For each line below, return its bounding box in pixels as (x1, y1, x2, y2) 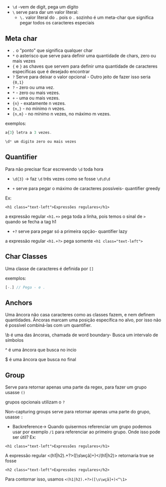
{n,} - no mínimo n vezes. (12, 105, 66, 111)
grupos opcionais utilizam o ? (5, 399, 65, 405)
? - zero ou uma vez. (12, 85, 55, 91)
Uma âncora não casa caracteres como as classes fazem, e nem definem (5, 312, 155, 318)
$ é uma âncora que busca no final (5, 357, 76, 363)
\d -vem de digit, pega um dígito (12, 4, 78, 10)
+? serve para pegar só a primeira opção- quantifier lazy (12, 228, 128, 234)
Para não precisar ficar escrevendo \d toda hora (5, 166, 104, 172)
